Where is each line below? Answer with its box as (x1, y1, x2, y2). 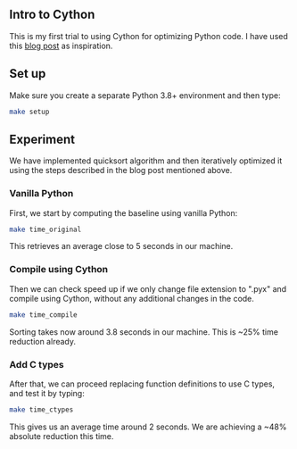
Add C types (9, 358, 64, 370)
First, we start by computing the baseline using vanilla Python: (9, 207, 238, 218)
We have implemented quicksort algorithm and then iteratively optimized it (9, 155, 283, 166)
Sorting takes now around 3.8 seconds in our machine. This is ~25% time (9, 326, 279, 337)
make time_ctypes (9, 405, 74, 414)
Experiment (9, 131, 76, 146)
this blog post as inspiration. (9, 40, 113, 51)
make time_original (9, 225, 82, 234)
